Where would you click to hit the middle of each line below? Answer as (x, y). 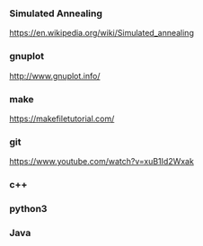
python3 (28, 209)
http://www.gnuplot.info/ (55, 75)
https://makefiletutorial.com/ (62, 119)
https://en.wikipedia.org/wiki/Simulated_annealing (102, 33)
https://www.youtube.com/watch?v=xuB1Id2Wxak (102, 162)
